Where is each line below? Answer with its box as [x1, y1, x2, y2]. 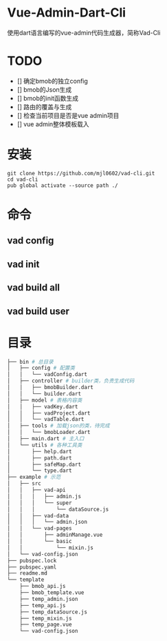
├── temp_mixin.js [19, 615, 72, 622]
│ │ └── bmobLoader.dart [7, 429, 91, 436]
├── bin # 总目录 [7, 358, 54, 365]
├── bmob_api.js [19, 583, 67, 590]
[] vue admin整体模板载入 [16, 119, 89, 128]
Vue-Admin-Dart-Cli [7, 5, 126, 21]
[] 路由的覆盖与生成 [16, 102, 72, 111]
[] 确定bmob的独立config [16, 77, 88, 85]
